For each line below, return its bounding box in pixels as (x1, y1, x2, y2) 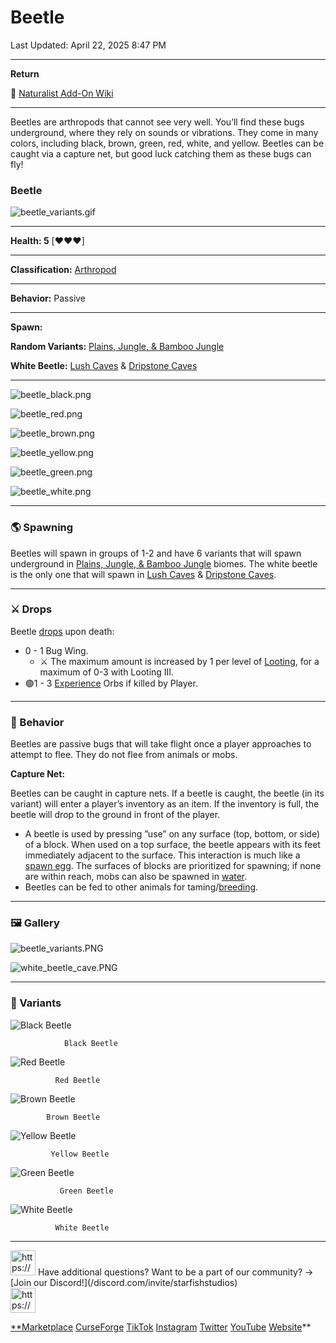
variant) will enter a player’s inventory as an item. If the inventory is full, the (10, 798, 320, 810)
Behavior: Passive (10, 292, 87, 305)
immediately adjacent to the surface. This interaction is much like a (24, 849, 301, 861)
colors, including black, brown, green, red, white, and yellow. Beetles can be (10, 137, 325, 149)
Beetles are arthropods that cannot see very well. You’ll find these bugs (10, 116, 305, 128)
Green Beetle (59, 1186, 114, 1196)
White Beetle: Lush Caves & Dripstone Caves (10, 360, 198, 372)
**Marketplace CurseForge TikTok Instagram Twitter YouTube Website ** (10, 1321, 312, 1333)
